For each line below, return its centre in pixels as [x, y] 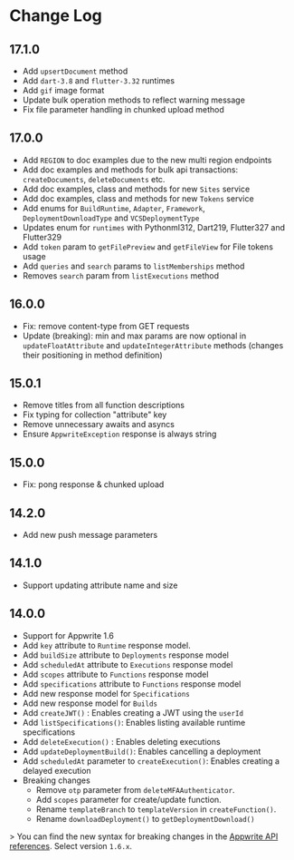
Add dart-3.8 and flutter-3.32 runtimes [98, 81]
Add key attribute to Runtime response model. [107, 645]
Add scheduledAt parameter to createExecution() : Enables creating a [151, 761]
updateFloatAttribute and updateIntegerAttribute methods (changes [153, 345]
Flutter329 [42, 237]
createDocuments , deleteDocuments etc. [94, 179]
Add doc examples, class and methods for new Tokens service [138, 198]
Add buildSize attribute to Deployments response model [125, 655]
